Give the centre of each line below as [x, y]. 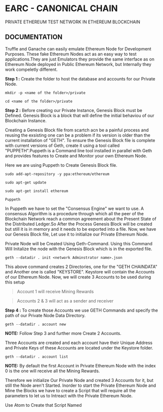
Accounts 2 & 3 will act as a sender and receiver [65, 301]
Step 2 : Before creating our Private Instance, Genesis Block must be [74, 110]
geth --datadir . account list [37, 357]
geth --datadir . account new [36, 324]
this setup [15, 282]
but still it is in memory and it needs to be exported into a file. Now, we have [81, 229]
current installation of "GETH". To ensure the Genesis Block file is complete [80, 140]
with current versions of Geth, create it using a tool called [62, 145]
